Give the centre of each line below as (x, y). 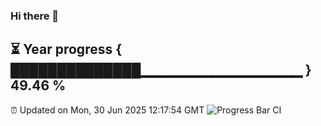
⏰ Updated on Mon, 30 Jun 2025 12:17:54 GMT (107, 110)
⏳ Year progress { (66, 49)
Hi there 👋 (35, 16)
